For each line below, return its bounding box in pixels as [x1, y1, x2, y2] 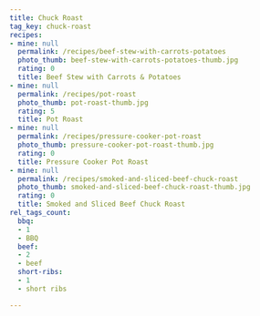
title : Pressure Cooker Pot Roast [17, 157, 149, 167]
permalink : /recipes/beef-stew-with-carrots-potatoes [17, 47, 226, 56]
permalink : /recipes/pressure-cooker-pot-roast [17, 132, 203, 141]
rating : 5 [17, 107, 55, 116]
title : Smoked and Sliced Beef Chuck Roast [17, 199, 185, 209]
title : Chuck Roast [9, 13, 84, 23]
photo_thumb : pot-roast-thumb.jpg [17, 97, 149, 107]
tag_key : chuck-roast [9, 22, 92, 31]
